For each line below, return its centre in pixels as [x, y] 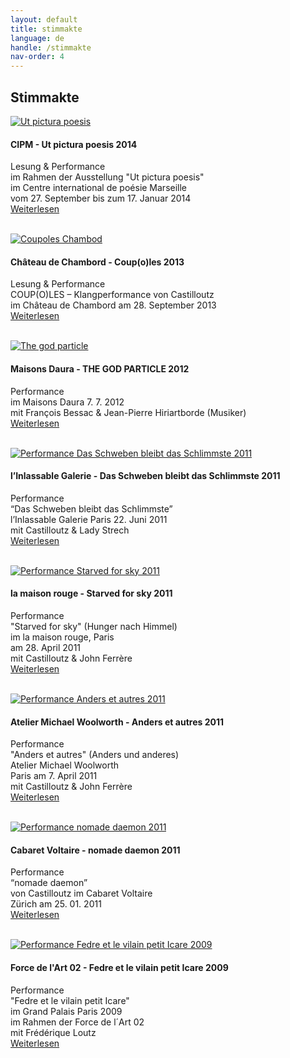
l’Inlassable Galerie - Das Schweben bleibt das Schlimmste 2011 [145, 476]
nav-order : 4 [37, 57]
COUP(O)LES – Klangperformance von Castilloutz [112, 295]
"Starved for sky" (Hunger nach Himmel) [94, 626]
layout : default [44, 19]
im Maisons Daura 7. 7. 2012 [67, 402]
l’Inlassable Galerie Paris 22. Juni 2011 [89, 519]
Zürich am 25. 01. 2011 [56, 904]
